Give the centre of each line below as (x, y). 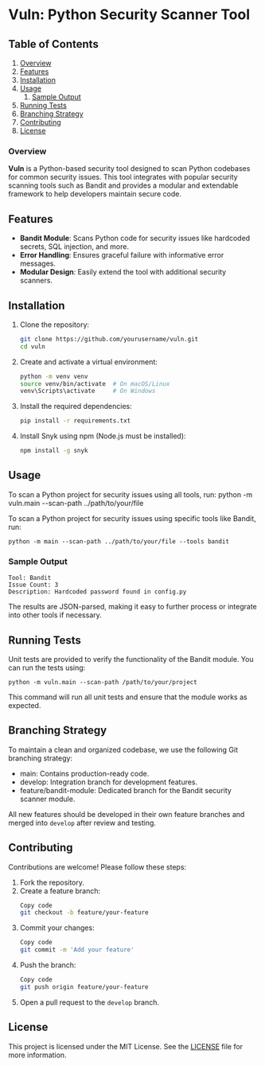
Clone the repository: (55, 325)
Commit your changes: (57, 928)
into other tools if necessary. (55, 615)
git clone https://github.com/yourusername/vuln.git (109, 339)
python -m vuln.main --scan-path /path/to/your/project (103, 682)
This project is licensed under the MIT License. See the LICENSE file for (126, 1046)
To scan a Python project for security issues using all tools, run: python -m (131, 494)
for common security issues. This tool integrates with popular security (123, 177)
